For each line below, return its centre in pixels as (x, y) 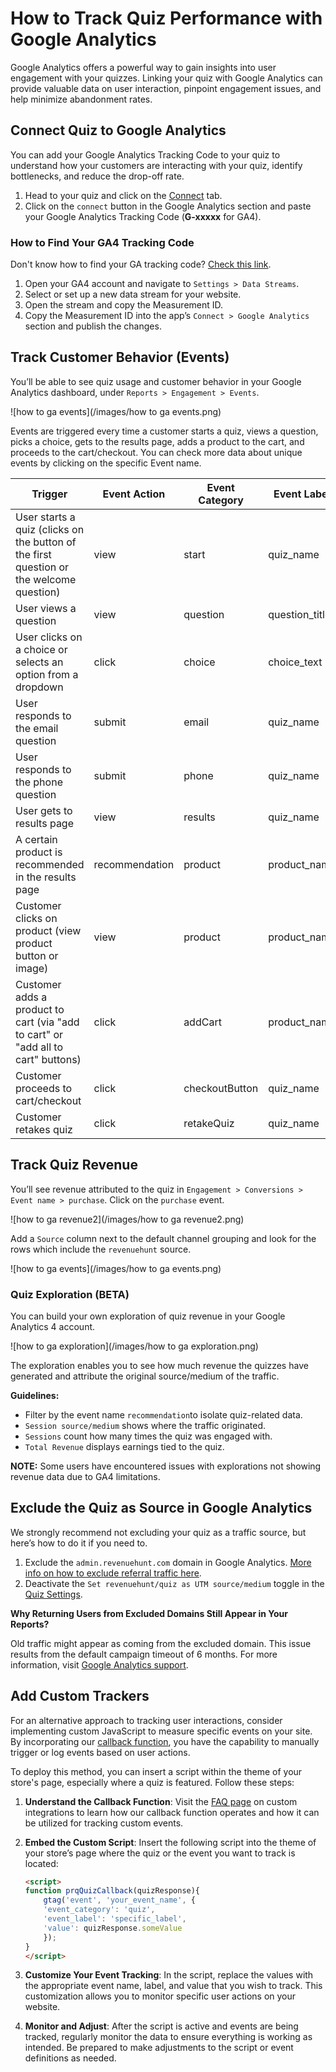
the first (33, 554)
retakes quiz (44, 1129)
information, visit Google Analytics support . (99, 1664)
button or (37, 955)
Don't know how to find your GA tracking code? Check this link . (141, 264)
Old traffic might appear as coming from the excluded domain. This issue (161, 1643)
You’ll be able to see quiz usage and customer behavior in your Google (156, 381)
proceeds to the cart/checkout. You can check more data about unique (156, 452)
